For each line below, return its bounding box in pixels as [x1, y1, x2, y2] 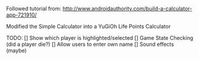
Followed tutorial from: [6, 5, 61, 12]
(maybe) [6, 47, 27, 54]
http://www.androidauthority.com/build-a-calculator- [62, 5, 192, 12]
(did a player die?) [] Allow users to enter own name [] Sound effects [6, 41, 175, 48]
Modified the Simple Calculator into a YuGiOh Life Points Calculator [6, 23, 171, 30]
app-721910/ [6, 11, 37, 18]
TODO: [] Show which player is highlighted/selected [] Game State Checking [6, 34, 194, 41]
